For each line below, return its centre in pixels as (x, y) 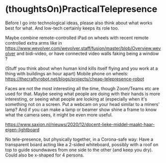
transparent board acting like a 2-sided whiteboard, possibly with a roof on (82, 144)
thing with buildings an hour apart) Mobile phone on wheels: (67, 73)
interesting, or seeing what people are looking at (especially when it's (76, 99)
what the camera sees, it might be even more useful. (59, 114)
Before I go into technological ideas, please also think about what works (79, 23)
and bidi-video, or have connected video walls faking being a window (88, 54)
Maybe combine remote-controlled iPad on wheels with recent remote (77, 38)
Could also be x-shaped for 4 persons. (45, 155)
